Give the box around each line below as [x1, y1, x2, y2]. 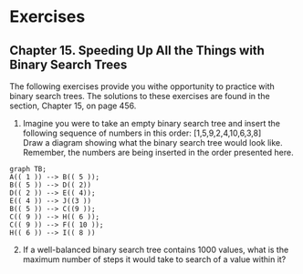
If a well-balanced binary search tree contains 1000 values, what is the [22, 244, 289, 255]
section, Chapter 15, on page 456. [9, 100, 137, 111]
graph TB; [9, 165, 47, 174]
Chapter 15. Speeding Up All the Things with [9, 43, 265, 58]
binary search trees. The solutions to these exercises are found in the [9, 91, 271, 101]
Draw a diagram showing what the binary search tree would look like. [22, 137, 283, 147]
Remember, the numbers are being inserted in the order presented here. [22, 147, 294, 157]
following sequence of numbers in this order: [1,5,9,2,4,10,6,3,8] [22, 127, 262, 138]
